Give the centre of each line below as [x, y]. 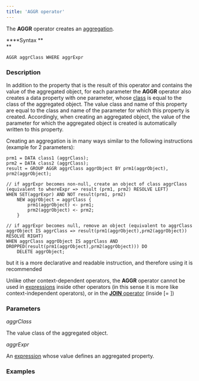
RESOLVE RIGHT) [25, 236]
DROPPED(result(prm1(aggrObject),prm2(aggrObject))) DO [77, 246]
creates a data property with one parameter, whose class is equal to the [94, 97]
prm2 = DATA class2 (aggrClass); [48, 163]
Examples [21, 371]
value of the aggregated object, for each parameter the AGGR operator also [99, 91]
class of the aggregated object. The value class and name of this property [97, 104]
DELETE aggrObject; [41, 251]
